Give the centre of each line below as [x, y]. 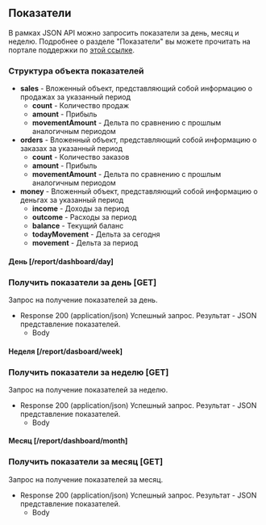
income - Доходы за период [81, 208]
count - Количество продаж [81, 106]
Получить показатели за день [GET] [83, 282]
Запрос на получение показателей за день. [83, 300]
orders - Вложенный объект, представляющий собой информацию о [138, 140]
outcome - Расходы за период [84, 217]
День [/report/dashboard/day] [61, 261]
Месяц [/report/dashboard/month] [68, 441]
